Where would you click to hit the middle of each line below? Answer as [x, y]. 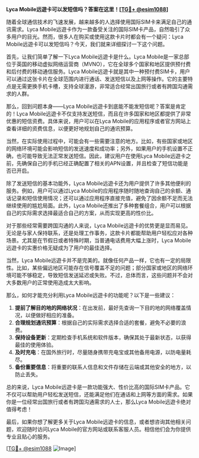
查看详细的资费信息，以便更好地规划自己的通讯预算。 [71, 129]
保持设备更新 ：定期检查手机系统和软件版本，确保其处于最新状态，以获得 [103, 337]
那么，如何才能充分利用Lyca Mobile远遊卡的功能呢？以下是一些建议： [91, 295]
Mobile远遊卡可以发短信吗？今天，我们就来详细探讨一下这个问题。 [87, 44]
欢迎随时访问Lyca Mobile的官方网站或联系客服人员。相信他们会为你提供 [104, 429]
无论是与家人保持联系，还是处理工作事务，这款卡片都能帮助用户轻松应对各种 [99, 233]
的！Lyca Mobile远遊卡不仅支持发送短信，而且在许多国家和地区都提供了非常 [99, 114]
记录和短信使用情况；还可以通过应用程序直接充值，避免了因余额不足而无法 [102, 198]
